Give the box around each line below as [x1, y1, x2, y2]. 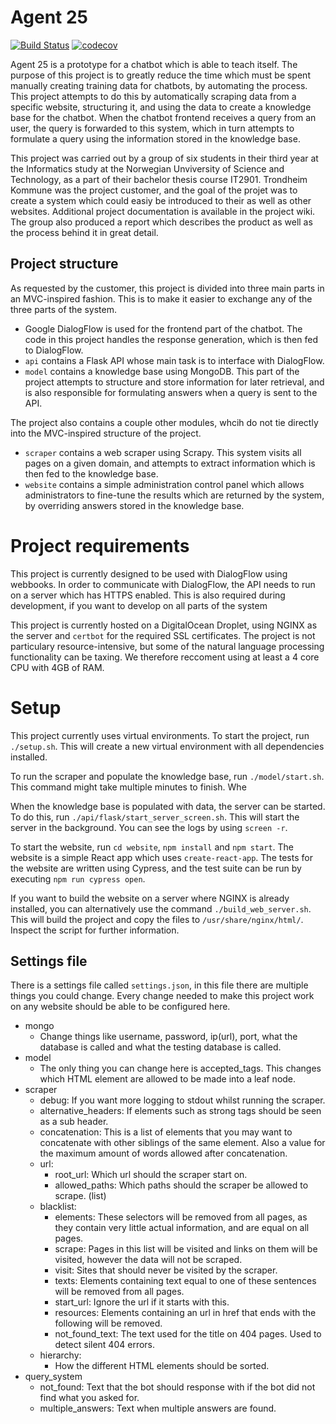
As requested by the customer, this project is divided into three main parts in [10, 282, 325, 294]
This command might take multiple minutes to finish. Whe [10, 781, 247, 793]
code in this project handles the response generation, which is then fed [24, 333, 318, 345]
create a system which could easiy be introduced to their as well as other [10, 194, 312, 206]
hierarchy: [39, 1349, 82, 1361]
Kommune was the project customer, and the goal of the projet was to [10, 184, 298, 196]
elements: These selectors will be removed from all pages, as [54, 1211, 308, 1223]
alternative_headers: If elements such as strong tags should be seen [39, 1105, 322, 1117]
